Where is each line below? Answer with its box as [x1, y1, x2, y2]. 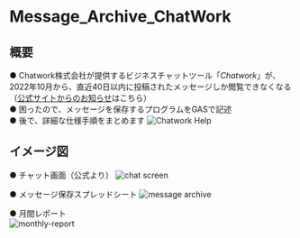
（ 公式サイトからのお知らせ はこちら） [9, 93, 151, 103]
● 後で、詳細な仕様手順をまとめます [9, 115, 146, 125]
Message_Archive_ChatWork [9, 6, 232, 27]
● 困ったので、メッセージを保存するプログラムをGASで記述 [9, 104, 232, 114]
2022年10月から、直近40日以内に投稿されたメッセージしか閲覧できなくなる [9, 81, 292, 92]
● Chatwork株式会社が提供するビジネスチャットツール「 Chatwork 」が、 [9, 70, 281, 80]
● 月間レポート [9, 207, 67, 218]
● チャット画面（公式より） [9, 169, 114, 180]
